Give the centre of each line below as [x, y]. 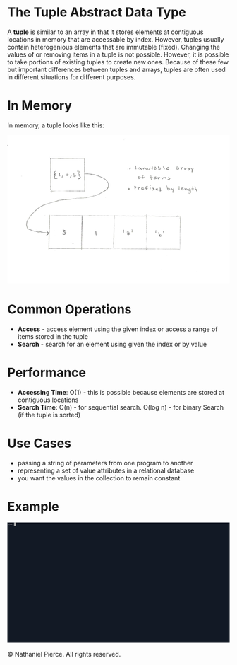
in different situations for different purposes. [72, 77]
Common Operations [69, 310]
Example [33, 507]
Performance [47, 373]
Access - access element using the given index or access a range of [117, 329]
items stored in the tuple [53, 337]
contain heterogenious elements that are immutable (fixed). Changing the [114, 47]
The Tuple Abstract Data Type [97, 12]
